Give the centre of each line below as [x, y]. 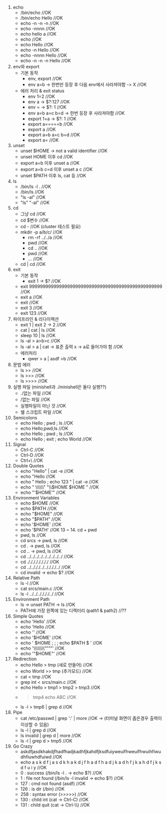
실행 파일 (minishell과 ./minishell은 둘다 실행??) [59, 387]
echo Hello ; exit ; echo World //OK [56, 439]
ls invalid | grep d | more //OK [51, 735]
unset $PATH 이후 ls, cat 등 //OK [53, 176]
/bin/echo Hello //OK [41, 18]
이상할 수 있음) [34, 725]
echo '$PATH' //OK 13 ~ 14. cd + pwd [58, 530]
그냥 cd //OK [33, 214]
